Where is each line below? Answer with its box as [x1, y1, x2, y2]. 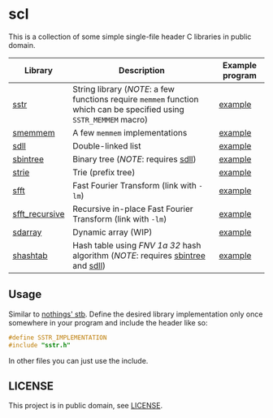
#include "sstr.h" [8, 341, 71, 349]
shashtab [12, 249, 48, 261]
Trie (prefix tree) [72, 166, 136, 178]
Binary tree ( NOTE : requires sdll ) [72, 153, 197, 165]
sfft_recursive [12, 208, 65, 219]
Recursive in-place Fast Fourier [72, 203, 193, 214]
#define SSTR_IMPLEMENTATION [8, 334, 107, 342]
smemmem [12, 127, 55, 138]
